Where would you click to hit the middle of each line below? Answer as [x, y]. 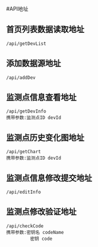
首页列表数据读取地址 [45, 30]
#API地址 [17, 9]
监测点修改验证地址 [41, 212]
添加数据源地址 [34, 64]
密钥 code [41, 239]
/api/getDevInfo [26, 112]
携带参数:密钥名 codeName [35, 232]
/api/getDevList [26, 44]
